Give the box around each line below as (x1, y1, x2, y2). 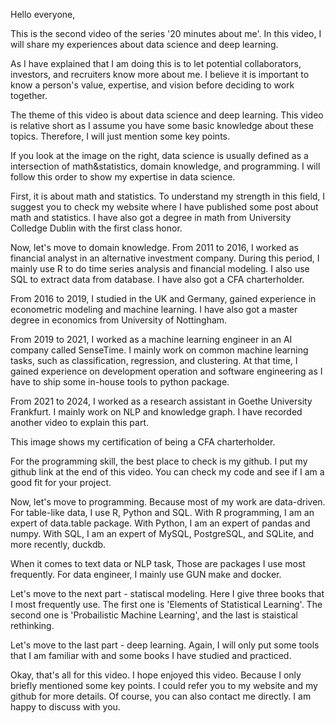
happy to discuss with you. (10, 701, 121, 713)
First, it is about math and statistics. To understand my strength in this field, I (10, 190, 326, 202)
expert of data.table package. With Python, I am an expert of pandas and (10, 517, 311, 529)
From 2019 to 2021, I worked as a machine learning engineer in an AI (10, 334, 293, 345)
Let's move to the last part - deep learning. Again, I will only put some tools (10, 639, 320, 651)
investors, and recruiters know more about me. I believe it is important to (10, 69, 310, 80)
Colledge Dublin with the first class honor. (10, 222, 183, 234)
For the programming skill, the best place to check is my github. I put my (10, 455, 308, 467)
